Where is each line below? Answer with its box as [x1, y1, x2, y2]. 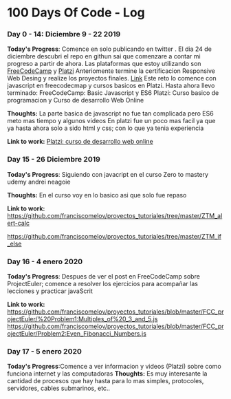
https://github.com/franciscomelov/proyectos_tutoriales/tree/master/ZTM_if [7, 232, 222, 240]
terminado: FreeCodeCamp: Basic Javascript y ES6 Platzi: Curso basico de [7, 89, 219, 97]
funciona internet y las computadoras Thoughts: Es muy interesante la [7, 369, 208, 378]
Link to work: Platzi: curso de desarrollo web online [7, 138, 153, 146]
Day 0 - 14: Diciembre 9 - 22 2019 [7, 30, 121, 39]
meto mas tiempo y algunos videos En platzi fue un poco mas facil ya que [7, 117, 216, 125]
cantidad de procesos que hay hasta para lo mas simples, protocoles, [7, 377, 204, 385]
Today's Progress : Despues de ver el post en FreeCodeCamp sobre [7, 272, 201, 281]
